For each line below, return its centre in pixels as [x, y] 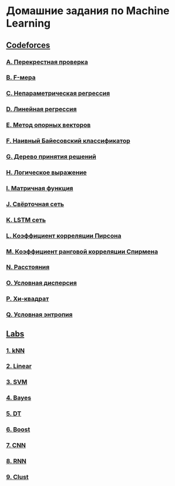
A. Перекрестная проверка [47, 62]
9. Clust [17, 477]
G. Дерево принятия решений [51, 157]
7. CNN [16, 445]
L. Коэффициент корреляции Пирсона [64, 236]
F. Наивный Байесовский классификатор [68, 141]
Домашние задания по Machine [88, 11]
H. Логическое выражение [46, 172]
